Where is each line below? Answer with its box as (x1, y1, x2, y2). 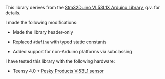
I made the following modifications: (5, 20, 78, 25)
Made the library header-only (12, 29, 74, 35)
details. (5, 10, 21, 16)
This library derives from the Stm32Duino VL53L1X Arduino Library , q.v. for (5, 5, 160, 10)
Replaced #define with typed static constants (12, 39, 107, 45)
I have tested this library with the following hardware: (5, 58, 115, 64)
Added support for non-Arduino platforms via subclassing (12, 49, 132, 54)
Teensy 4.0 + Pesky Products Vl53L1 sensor (12, 68, 104, 74)
